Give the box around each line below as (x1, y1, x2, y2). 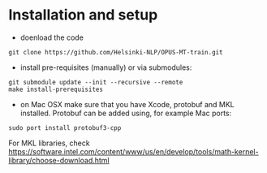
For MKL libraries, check (8, 138, 91, 148)
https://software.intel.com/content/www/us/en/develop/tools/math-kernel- (8, 146, 259, 156)
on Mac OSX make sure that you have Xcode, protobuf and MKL (19, 99, 235, 109)
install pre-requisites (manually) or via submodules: (19, 63, 192, 72)
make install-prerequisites (8, 85, 104, 93)
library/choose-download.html (8, 155, 110, 165)
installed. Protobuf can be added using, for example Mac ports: (19, 108, 232, 118)
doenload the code (19, 32, 84, 42)
